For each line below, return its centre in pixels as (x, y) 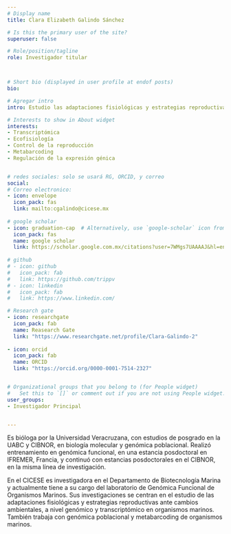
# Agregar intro (30, 101)
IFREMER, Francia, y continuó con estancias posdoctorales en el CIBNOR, (111, 460)
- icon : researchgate (38, 318)
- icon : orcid (27, 349)
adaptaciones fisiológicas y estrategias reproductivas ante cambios (103, 502)
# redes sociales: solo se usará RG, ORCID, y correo (86, 176)
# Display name (29, 13)
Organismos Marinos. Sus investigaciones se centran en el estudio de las (111, 495)
